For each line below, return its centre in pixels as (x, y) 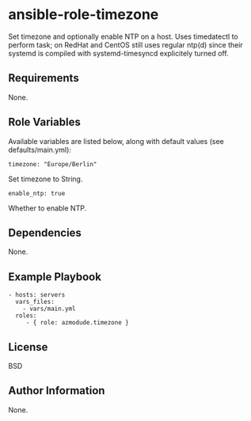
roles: (26, 316)
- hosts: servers (37, 295)
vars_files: (35, 302)
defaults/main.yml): (40, 150)
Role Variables (44, 122)
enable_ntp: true (37, 193)
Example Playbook (55, 277)
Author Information (57, 391)
